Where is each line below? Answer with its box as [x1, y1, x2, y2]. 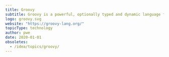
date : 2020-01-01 [5, 35, 42, 40]
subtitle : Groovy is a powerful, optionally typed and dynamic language [5, 12, 161, 17]
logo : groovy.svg [5, 16, 42, 21]
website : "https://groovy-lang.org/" [5, 21, 84, 26]
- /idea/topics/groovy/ [10, 44, 59, 49]
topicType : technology [5, 26, 53, 31]
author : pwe [5, 30, 30, 35]
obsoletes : [5, 40, 28, 45]
